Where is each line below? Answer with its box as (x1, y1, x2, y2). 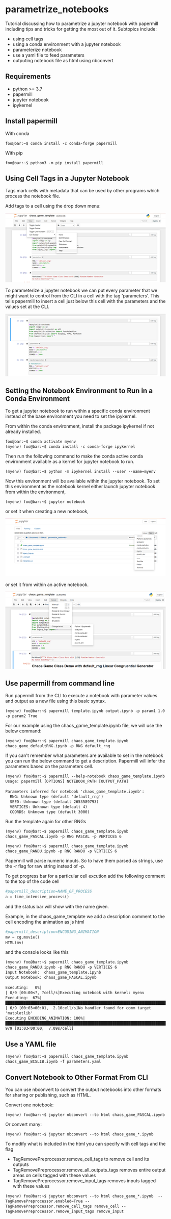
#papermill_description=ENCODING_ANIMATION (5, 929, 99, 934)
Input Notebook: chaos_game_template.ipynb (5, 970, 101, 975)
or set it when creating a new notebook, (5, 509, 89, 515)
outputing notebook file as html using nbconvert (12, 57, 113, 63)
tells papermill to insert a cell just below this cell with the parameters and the (5, 298, 166, 304)
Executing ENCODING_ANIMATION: (5, 1016, 72, 1021)
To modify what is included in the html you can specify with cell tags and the (5, 1141, 166, 1147)
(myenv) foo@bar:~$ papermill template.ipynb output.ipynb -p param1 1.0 (5, 708, 165, 714)
